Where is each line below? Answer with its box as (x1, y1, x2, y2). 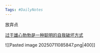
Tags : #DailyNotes (5, 7, 43, 12)
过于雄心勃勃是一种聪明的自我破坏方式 (5, 32, 83, 38)
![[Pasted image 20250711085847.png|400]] (5, 42, 96, 48)
